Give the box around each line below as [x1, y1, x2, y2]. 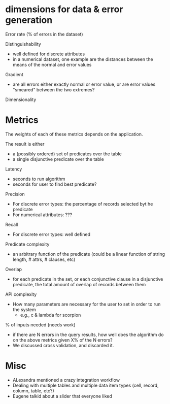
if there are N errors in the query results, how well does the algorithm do [12, 331, 164, 338]
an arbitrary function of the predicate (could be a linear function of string [12, 251, 165, 257]
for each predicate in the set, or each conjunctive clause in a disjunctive [12, 276, 163, 282]
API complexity [5, 291, 37, 297]
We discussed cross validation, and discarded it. [12, 342, 114, 348]
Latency [5, 166, 22, 172]
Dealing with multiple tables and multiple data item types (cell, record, [12, 382, 159, 388]
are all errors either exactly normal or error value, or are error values [12, 81, 156, 87]
